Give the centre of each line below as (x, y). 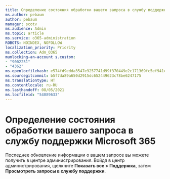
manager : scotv (21, 24)
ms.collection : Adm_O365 (31, 52)
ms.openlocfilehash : (27, 71)
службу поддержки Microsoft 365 (80, 141)
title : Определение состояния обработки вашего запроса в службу (75, 10)
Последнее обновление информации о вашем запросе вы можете (77, 155)
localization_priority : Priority (40, 48)
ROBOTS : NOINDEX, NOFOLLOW (34, 43)
